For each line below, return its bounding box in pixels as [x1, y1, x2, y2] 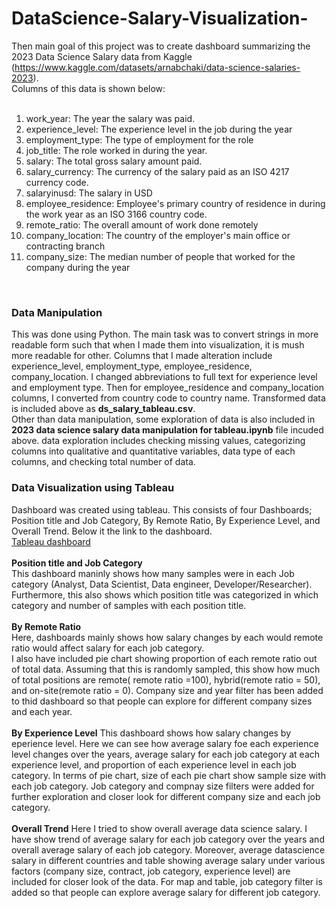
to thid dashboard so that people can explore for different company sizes [11, 695, 313, 707]
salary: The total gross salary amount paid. [25, 155, 203, 167]
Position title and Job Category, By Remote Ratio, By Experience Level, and [11, 514, 321, 526]
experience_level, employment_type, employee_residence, [11, 360, 253, 372]
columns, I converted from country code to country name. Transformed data [11, 392, 326, 404]
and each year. [11, 705, 73, 717]
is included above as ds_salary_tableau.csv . [11, 403, 196, 415]
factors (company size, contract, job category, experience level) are [11, 865, 291, 877]
